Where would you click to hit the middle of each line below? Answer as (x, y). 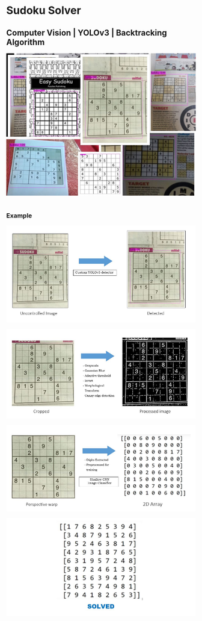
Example (19, 216)
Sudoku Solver (44, 11)
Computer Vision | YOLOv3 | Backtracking (87, 33)
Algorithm (26, 42)
